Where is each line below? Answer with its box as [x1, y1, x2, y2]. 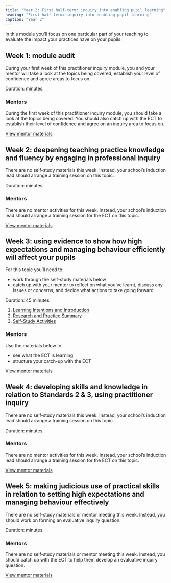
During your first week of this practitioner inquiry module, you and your [5, 65, 155, 71]
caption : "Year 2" [5, 17, 44, 22]
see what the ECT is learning [12, 352, 74, 358]
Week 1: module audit [5, 51, 75, 60]
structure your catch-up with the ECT [12, 357, 92, 364]
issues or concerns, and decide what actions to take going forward [12, 287, 154, 294]
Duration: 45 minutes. [5, 297, 51, 303]
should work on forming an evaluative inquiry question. [5, 517, 121, 523]
